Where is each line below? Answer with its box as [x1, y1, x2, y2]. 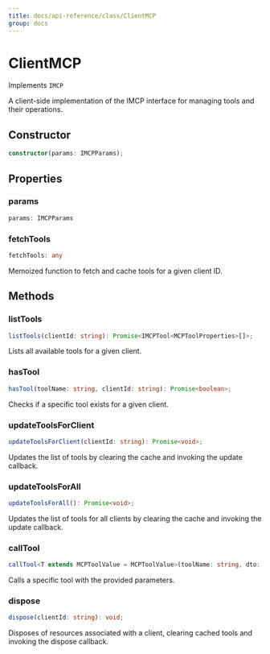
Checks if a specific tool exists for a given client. [8, 399, 169, 409]
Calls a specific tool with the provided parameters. [8, 575, 175, 585]
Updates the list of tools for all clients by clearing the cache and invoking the [8, 513, 262, 524]
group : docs [8, 19, 48, 27]
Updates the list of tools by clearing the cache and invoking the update [8, 452, 243, 462]
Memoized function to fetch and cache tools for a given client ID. [8, 266, 223, 275]
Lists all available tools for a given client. [8, 346, 142, 356]
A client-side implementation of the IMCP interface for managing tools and [8, 96, 255, 106]
